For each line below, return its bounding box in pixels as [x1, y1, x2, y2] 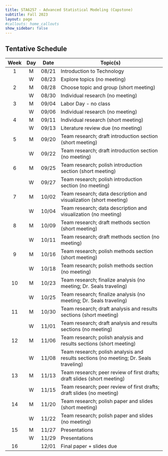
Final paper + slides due [60, 442, 117, 449]
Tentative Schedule [5, 44, 67, 53]
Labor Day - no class [60, 100, 110, 107]
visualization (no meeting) [60, 210, 122, 217]
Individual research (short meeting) [60, 116, 143, 123]
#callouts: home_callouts [5, 21, 59, 26]
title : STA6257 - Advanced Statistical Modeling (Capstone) [5, 7, 133, 12]
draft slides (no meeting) [60, 389, 119, 396]
